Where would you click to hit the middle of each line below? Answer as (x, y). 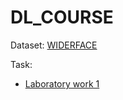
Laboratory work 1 (62, 83)
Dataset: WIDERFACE (54, 45)
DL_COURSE (62, 17)
